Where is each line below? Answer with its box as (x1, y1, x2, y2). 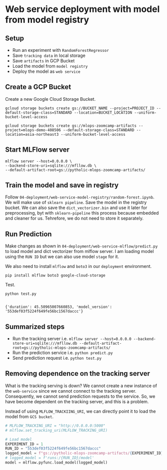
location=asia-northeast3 (5, 132, 59, 137)
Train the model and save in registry (5, 181, 119, 190)
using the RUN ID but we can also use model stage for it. (5, 253, 119, 260)
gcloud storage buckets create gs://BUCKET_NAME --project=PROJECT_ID (5, 106, 155, 111)
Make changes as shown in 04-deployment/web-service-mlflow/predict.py (5, 243, 158, 249)
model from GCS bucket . (5, 413, 54, 420)
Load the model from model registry (12, 63, 88, 69)
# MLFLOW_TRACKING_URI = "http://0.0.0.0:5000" (5, 423, 106, 428)
